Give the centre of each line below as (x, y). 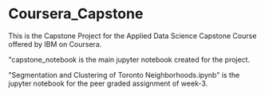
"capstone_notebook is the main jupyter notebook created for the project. (129, 60)
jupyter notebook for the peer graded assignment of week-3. (108, 83)
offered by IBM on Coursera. (55, 44)
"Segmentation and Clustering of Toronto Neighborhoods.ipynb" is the (124, 75)
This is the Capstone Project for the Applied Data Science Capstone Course (132, 36)
